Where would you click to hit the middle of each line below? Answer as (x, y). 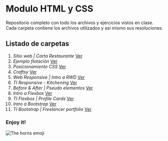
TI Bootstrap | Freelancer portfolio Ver (52, 109)
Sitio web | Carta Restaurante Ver (48, 56)
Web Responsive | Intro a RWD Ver (49, 77)
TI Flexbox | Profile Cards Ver (43, 98)
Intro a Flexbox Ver (33, 93)
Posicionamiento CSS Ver (39, 66)
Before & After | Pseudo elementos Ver (53, 88)
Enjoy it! (16, 122)
